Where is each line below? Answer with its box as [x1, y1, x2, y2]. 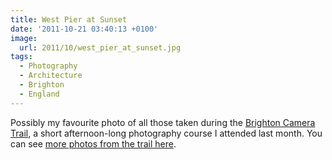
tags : [10, 52, 33, 62]
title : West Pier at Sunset [10, 14, 128, 25]
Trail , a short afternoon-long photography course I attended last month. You [10, 127, 323, 139]
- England [19, 89, 60, 99]
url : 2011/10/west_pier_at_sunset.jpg [19, 42, 182, 53]
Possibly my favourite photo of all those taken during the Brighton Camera [10, 116, 316, 128]
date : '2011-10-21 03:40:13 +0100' [10, 24, 159, 34]
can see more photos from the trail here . [10, 137, 177, 150]
